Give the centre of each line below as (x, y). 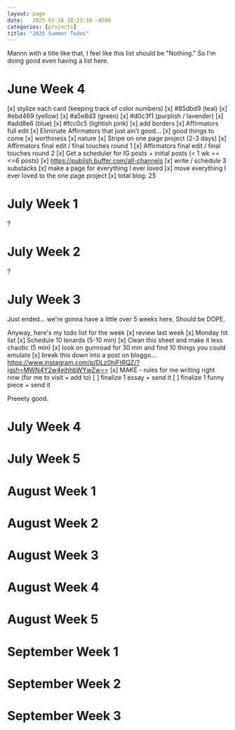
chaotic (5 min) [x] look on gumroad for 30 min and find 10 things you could (116, 347)
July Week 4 (44, 427)
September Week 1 (63, 652)
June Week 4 (46, 89)
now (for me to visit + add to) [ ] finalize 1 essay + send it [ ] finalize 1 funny (116, 377)
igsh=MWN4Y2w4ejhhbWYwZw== (58, 370)
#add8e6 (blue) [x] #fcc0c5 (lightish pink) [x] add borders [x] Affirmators (113, 124)
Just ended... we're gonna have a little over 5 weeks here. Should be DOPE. (116, 319)
